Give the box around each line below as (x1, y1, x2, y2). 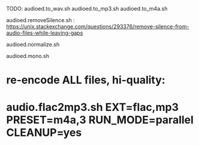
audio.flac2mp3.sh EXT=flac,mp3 (6, 101, 179, 114)
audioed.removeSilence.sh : (6, 17, 75, 23)
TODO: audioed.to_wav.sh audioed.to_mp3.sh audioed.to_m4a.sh (6, 5, 168, 12)
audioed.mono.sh (6, 53, 50, 59)
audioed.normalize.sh (6, 41, 60, 48)
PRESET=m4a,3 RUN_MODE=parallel (6, 113, 194, 127)
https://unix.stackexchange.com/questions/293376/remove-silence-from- (6, 23, 190, 30)
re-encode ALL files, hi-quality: (6, 73, 166, 87)
